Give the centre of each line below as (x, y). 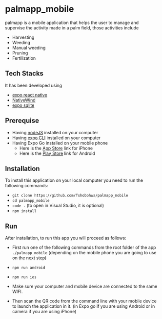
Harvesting (23, 37)
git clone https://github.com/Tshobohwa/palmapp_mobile (70, 196)
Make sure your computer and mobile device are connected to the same (85, 286)
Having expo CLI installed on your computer (56, 138)
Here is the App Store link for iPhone (56, 148)
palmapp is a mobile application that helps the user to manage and (72, 23)
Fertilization (24, 58)
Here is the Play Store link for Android (57, 153)
